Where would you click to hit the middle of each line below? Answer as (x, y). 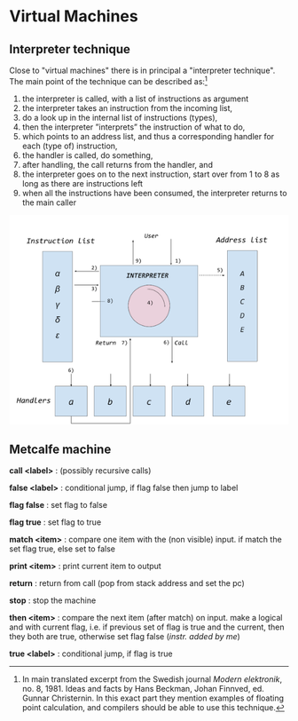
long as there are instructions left (82, 183)
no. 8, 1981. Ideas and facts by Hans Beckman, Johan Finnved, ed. (143, 689)
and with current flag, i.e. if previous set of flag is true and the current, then (147, 627)
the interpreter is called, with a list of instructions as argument (135, 99)
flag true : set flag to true (55, 522)
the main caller (49, 202)
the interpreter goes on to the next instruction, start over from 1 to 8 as (151, 174)
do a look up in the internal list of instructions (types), (120, 117)
